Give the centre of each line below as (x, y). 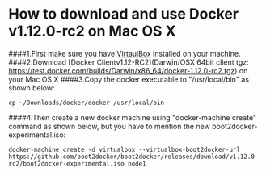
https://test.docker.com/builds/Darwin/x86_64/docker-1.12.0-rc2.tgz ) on (128, 70)
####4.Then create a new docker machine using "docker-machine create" (133, 117)
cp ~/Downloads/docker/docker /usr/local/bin (86, 103)
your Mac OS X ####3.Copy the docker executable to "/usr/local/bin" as (129, 79)
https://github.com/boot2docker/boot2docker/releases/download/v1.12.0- (133, 157)
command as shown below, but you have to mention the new (109, 126)
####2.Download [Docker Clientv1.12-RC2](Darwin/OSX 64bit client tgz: (129, 62)
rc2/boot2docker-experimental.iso (67, 163)
